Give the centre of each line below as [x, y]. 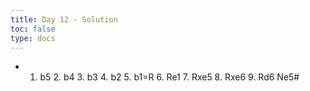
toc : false [33, 29]
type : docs [33, 38]
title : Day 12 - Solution [64, 19]
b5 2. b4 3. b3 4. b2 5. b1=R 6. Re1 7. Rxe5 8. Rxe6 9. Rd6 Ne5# [169, 77]
